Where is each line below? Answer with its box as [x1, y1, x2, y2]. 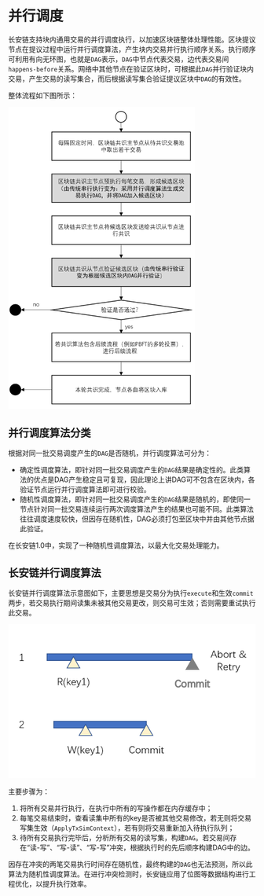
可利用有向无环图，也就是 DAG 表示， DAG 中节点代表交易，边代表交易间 [8, 54, 229, 64]
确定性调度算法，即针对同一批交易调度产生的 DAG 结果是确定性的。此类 [19, 465, 244, 475]
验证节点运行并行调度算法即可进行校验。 [19, 485, 151, 494]
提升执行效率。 [42, 879, 91, 888]
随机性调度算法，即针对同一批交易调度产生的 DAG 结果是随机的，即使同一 [19, 494, 251, 504]
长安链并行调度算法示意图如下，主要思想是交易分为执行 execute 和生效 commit [8, 588, 254, 597]
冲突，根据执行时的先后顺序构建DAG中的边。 [109, 843, 255, 852]
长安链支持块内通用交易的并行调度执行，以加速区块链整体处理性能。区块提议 [8, 35, 256, 44]
